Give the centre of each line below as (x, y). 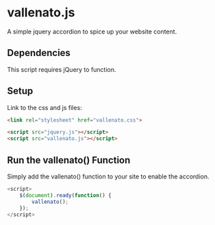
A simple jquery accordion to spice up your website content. (92, 31)
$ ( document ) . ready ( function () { (65, 195)
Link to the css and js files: (45, 107)
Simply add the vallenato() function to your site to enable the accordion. (109, 176)
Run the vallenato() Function (69, 160)
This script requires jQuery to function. (62, 69)
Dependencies (39, 53)
